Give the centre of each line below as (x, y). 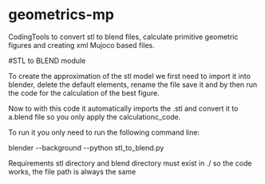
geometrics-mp (61, 15)
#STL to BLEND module (47, 61)
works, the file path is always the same (72, 171)
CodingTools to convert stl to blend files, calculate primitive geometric (123, 37)
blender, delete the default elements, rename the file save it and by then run (133, 84)
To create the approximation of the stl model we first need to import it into (130, 76)
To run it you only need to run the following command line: (104, 132)
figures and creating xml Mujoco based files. (82, 45)
